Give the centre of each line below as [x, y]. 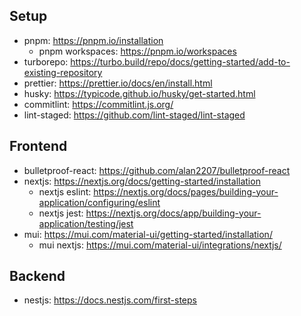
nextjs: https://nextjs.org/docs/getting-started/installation [142, 181]
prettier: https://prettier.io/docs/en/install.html [118, 83]
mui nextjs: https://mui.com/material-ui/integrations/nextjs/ [160, 245]
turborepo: [46, 61]
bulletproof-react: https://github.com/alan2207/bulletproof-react [157, 170]
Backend [37, 276]
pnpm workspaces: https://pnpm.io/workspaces [137, 51]
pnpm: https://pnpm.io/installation [93, 40]
